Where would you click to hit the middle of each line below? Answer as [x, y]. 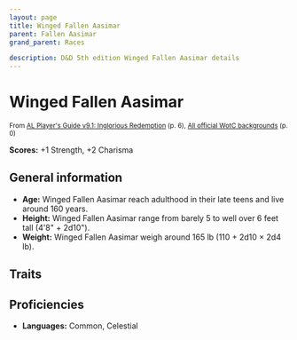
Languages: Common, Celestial [80, 326]
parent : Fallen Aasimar [53, 34]
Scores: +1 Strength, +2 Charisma [71, 150]
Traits [26, 275]
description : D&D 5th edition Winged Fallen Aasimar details [125, 59]
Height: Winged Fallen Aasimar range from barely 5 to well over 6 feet [150, 217]
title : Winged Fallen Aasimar [65, 26]
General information [66, 178]
